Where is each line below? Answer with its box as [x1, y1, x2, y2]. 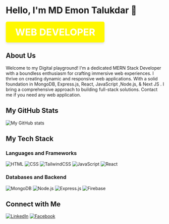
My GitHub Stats [6, 106, 59, 115]
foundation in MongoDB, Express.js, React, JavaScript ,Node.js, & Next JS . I [6, 81, 164, 87]
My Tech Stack [6, 134, 53, 143]
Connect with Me [6, 200, 61, 208]
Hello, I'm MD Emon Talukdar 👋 [6, 5, 137, 16]
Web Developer [15, 26, 95, 38]
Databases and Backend [6, 174, 67, 181]
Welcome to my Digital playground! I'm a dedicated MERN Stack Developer [6, 65, 161, 71]
